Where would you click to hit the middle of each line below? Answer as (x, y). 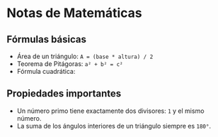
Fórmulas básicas (46, 39)
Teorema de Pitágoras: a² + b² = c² (70, 64)
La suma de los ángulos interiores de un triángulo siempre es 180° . (114, 126)
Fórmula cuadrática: (46, 71)
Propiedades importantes (64, 94)
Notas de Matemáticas (74, 13)
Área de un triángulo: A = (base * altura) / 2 (85, 56)
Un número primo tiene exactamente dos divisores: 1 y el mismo (110, 111)
